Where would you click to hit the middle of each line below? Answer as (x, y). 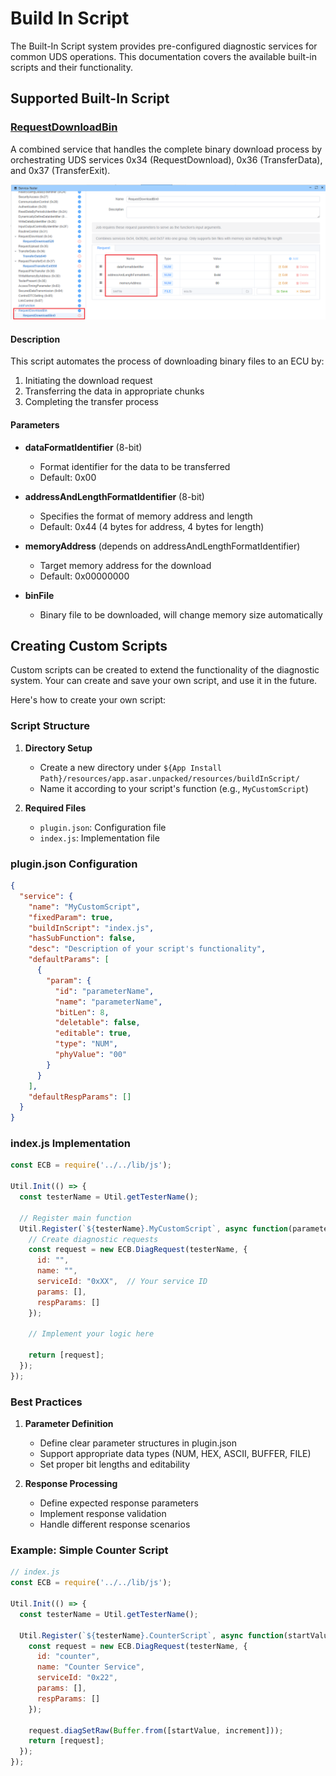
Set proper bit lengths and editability (115, 1464)
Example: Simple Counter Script (89, 1550)
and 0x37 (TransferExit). (60, 170)
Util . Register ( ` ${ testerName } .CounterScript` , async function (151, 1635)
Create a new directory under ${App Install (130, 767)
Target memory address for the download (125, 565)
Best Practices (46, 1402)
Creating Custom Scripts (89, 645)
